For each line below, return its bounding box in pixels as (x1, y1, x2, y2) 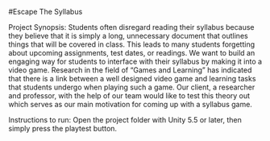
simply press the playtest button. (8, 124, 118, 133)
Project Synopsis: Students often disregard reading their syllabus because (8, 23, 255, 31)
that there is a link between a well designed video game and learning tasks (8, 74, 256, 83)
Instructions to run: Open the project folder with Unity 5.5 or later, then (8, 115, 242, 124)
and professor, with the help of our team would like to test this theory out (8, 91, 251, 100)
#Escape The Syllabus (8, 7, 83, 16)
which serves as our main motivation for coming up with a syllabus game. (8, 100, 252, 109)
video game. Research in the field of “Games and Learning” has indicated (8, 65, 252, 75)
